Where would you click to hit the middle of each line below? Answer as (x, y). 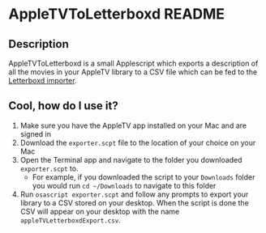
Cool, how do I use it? (64, 106)
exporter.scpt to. (49, 168)
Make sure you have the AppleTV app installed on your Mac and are (133, 125)
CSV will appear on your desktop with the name (100, 211)
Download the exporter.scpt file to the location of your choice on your (138, 142)
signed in (35, 133)
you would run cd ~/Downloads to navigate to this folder (124, 185)
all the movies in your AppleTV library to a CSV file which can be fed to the (133, 72)
